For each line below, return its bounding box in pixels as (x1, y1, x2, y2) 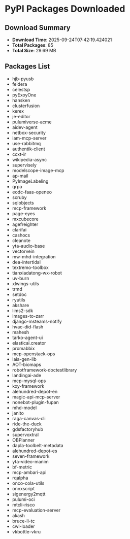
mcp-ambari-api (12, 469, 47, 475)
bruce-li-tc (12, 518, 35, 524)
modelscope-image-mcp (12, 167, 64, 173)
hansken (12, 97, 30, 103)
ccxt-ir (12, 151, 26, 157)
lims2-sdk (12, 308, 34, 314)
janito (12, 410, 24, 416)
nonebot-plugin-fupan (12, 399, 59, 405)
